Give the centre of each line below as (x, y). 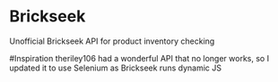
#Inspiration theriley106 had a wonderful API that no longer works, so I (139, 58)
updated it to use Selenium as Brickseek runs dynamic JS (116, 68)
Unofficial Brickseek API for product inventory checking (112, 41)
